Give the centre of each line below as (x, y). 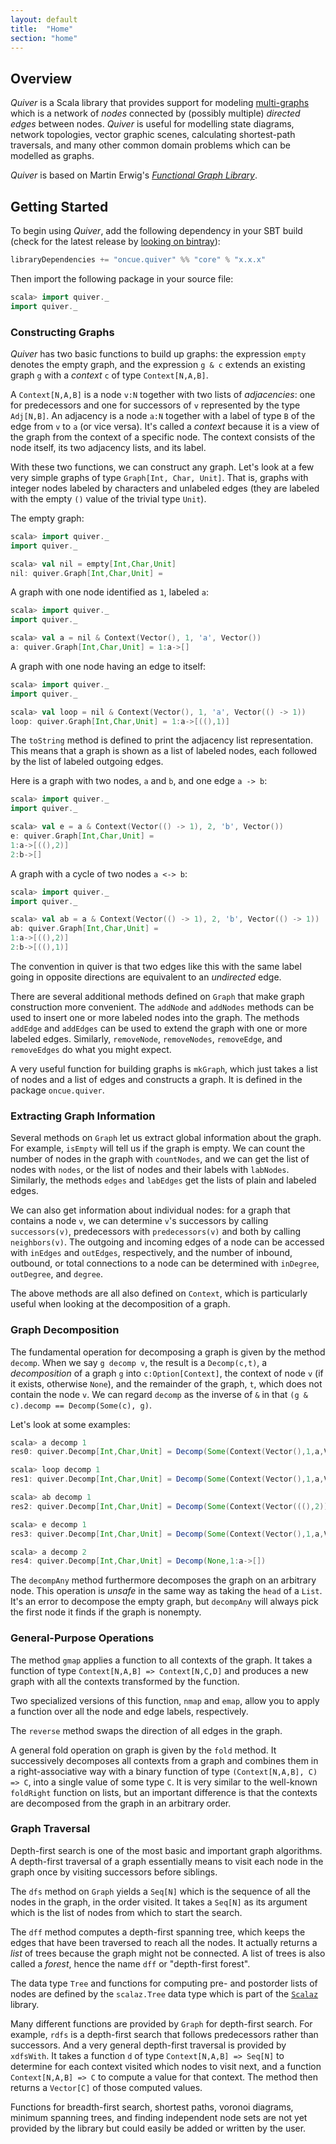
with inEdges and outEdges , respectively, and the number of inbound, (151, 1253)
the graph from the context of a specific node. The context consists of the (163, 437)
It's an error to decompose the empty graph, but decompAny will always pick (164, 1602)
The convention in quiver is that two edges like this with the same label (156, 966)
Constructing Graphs (62, 332)
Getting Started (59, 206)
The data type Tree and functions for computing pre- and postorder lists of (164, 1983)
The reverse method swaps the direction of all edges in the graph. (146, 1730)
